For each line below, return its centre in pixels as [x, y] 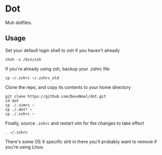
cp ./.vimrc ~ [20, 105]
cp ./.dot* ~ [19, 109]
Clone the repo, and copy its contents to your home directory [68, 87]
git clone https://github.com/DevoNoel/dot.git [56, 96]
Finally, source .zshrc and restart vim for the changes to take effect [75, 123]
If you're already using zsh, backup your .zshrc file [57, 68]
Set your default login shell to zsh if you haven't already [62, 50]
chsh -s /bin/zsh [23, 59]
